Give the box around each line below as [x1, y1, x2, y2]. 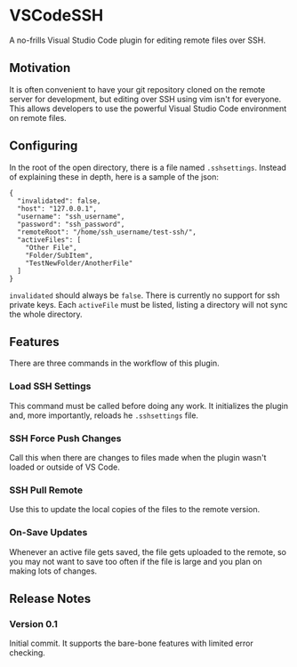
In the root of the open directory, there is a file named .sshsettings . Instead [9, 162, 287, 173]
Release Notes [9, 591, 92, 606]
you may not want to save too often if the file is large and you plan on [9, 556, 262, 567]
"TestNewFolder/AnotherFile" [25, 259, 133, 268]
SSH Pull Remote [9, 484, 83, 496]
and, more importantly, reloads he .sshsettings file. [9, 410, 198, 421]
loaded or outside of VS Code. [9, 462, 120, 472]
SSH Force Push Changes [9, 432, 122, 445]
